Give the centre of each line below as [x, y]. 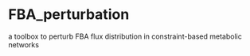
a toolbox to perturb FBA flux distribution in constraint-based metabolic [125, 36]
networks [24, 44]
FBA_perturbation [69, 15]
